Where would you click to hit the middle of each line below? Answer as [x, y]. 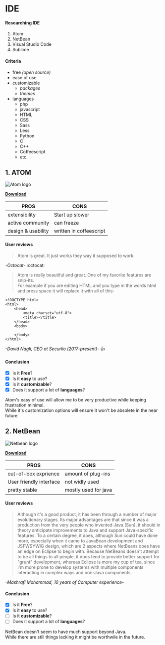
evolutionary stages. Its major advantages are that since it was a [83, 520]
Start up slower [72, 215]
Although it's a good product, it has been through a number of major [87, 515]
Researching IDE [23, 22]
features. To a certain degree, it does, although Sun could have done [87, 535]
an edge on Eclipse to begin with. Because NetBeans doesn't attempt [88, 551]
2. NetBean [23, 431]
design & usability [28, 231]
